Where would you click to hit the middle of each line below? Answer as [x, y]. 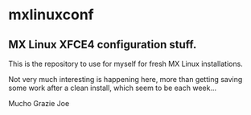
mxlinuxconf [51, 15]
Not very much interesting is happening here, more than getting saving [125, 79]
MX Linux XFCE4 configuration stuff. [103, 45]
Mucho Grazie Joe [39, 103]
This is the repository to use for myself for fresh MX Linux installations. [125, 64]
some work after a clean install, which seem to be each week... [113, 88]
